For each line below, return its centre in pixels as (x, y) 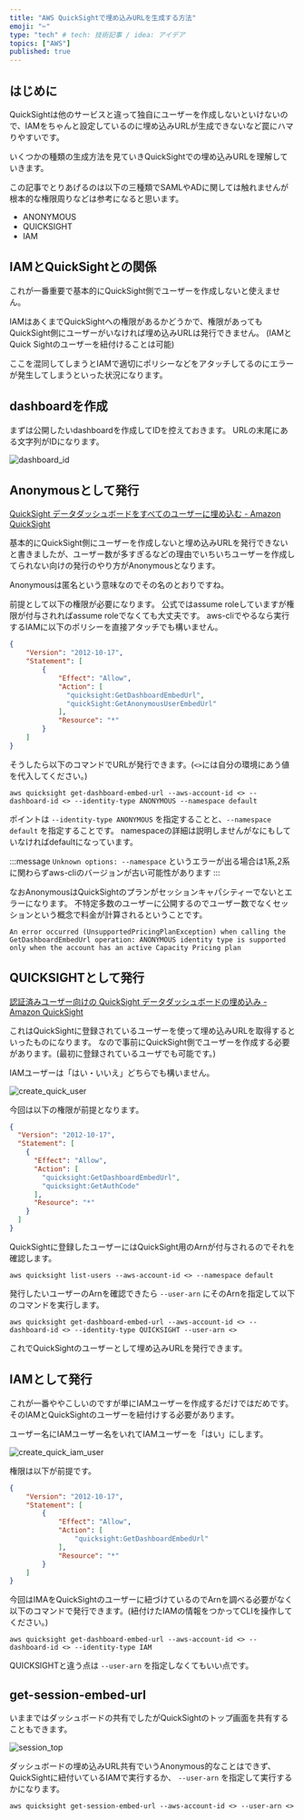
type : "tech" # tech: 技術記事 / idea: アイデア (98, 35)
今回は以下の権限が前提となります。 (77, 1109)
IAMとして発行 (51, 1380)
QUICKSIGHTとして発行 (77, 978)
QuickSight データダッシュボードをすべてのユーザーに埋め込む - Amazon (145, 514)
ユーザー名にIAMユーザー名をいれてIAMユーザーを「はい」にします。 (139, 1433)
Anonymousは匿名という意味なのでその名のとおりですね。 (119, 585)
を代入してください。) (49, 775)
